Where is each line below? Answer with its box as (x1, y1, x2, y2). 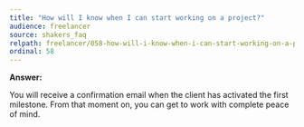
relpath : (9, 38, 43, 48)
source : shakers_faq (9, 30, 88, 39)
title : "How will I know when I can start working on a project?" (9, 13, 265, 23)
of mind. (9, 109, 41, 120)
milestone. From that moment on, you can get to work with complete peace (9, 99, 290, 110)
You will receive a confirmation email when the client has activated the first (9, 90, 289, 101)
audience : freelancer (9, 22, 91, 31)
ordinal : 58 (9, 47, 54, 56)
